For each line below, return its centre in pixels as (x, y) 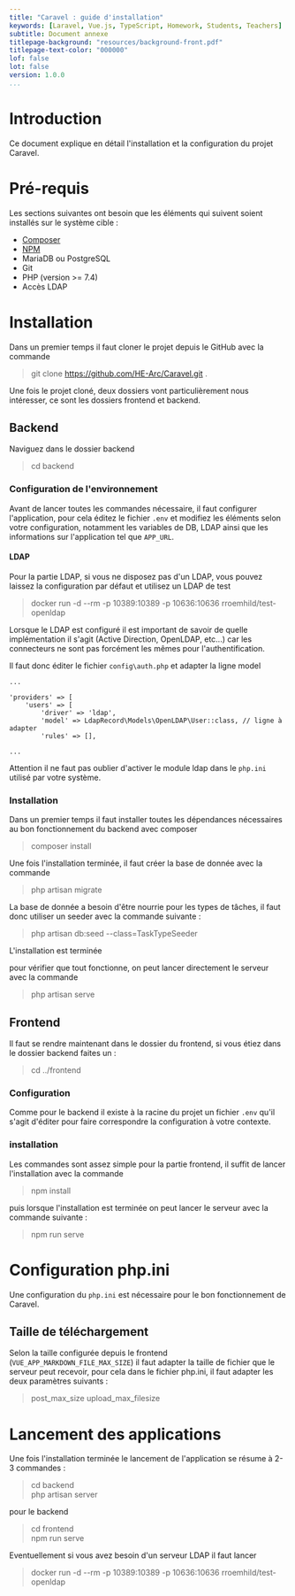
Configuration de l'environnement (84, 490)
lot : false (29, 67)
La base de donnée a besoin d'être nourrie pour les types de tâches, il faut (145, 907)
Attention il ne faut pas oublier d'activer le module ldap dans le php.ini (138, 767)
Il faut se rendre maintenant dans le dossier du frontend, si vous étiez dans (145, 1043)
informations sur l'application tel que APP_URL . (92, 536)
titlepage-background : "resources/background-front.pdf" (116, 42)
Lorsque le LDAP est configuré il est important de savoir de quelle (129, 629)
